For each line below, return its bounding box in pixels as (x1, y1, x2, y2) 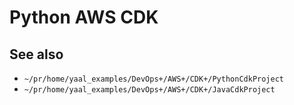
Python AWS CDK (9, 6, 159, 29)
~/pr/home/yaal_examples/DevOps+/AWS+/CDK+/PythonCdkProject (23, 74, 285, 84)
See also (9, 46, 64, 63)
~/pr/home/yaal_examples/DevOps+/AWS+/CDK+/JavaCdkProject (23, 85, 276, 95)
